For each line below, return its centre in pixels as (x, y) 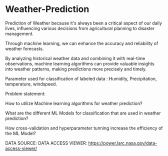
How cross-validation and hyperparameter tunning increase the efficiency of (84, 128)
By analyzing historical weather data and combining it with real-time (75, 58)
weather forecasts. (24, 48)
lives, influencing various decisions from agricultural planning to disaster (80, 28)
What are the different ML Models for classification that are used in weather (83, 113)
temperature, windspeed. (31, 84)
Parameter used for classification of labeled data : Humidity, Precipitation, (81, 78)
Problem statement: (25, 93)
